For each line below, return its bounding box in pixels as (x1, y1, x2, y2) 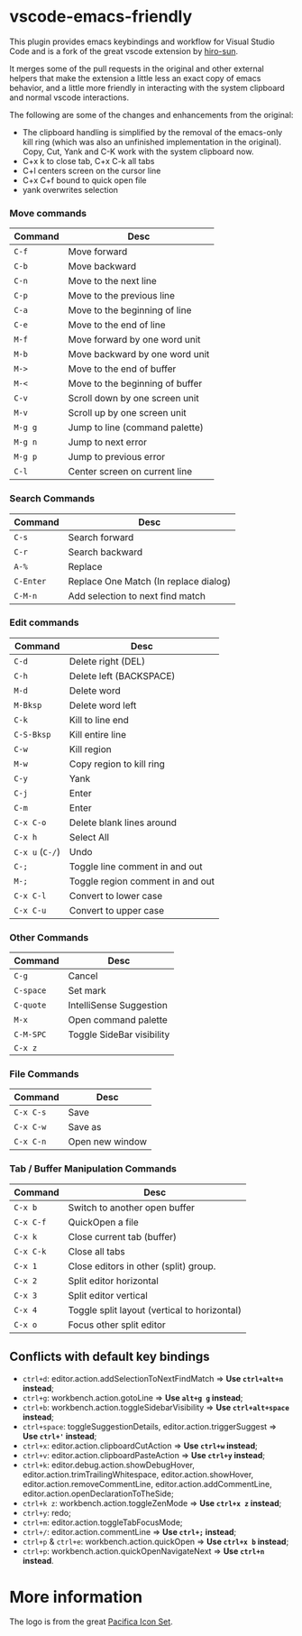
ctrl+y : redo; (22, 1507, 72, 1518)
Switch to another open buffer (68, 1201, 196, 1214)
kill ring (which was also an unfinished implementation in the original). (22, 136, 282, 147)
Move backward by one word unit (68, 348, 210, 361)
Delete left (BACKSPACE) (69, 669, 176, 682)
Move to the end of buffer (68, 363, 177, 375)
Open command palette (68, 1014, 169, 1026)
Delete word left (69, 699, 137, 712)
